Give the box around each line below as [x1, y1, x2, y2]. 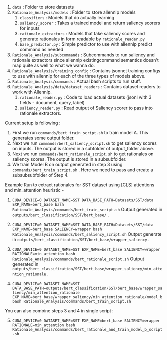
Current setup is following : [5, 120, 61, 126]
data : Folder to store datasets [12, 4, 74, 10]
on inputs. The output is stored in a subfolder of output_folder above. [12, 146, 154, 151]
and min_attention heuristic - [5, 187, 64, 193]
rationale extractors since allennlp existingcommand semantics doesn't [12, 57, 159, 63]
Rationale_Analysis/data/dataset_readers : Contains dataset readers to [12, 84, 161, 89]
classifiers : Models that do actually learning [19, 15, 115, 20]
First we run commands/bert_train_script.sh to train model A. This [12, 130, 148, 135]
